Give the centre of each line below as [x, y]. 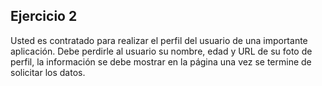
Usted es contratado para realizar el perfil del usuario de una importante [159, 40]
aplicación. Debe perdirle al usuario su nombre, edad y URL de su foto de [161, 51]
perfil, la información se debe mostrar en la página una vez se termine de [161, 61]
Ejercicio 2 [44, 16]
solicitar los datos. [48, 72]
